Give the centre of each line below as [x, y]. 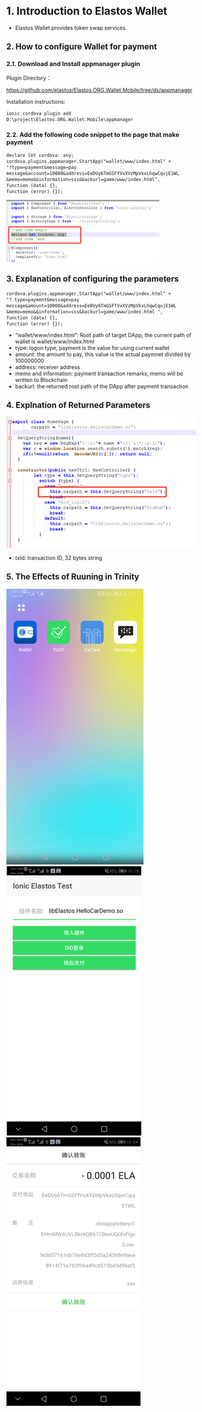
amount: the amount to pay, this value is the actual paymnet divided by [103, 354]
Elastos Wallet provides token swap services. [71, 28]
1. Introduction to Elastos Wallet [87, 11]
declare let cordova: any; [40, 155]
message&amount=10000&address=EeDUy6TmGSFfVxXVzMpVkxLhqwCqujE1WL [91, 306]
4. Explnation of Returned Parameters [78, 405]
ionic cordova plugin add [39, 113]
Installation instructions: [36, 101]
